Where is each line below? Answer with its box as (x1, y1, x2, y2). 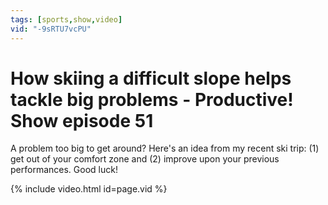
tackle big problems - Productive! (10, 88, 294, 111)
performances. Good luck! (10, 164, 118, 176)
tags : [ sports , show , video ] (10, 14, 123, 25)
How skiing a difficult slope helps (10, 67, 292, 90)
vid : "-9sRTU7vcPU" (10, 24, 92, 34)
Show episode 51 (10, 109, 154, 132)
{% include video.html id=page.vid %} (10, 183, 168, 195)
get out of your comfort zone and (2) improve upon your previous (10, 153, 280, 165)
